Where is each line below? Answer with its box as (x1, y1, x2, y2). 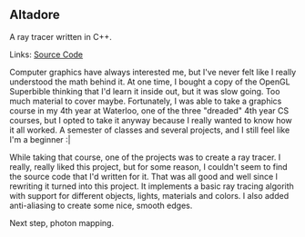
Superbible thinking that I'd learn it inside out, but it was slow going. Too (9, 85, 280, 96)
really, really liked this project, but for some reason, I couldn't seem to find (9, 161, 289, 172)
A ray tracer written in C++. (9, 31, 112, 42)
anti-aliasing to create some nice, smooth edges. (9, 200, 193, 211)
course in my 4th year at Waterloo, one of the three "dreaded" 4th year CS (9, 104, 290, 116)
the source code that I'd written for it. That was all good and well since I (9, 171, 279, 182)
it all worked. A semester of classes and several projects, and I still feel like (9, 124, 290, 135)
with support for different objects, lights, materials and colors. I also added (9, 190, 290, 201)
